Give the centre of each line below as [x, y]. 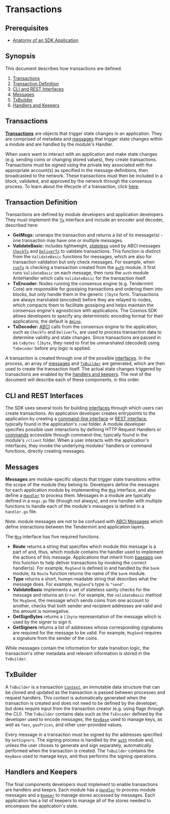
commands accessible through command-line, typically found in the [77, 435]
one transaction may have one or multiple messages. [68, 241]
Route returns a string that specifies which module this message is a [84, 547]
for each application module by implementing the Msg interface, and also [81, 490]
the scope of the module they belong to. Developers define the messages [82, 485]
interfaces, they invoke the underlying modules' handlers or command [79, 446]
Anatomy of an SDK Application [45, 40]
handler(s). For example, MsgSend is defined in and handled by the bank [86, 568]
